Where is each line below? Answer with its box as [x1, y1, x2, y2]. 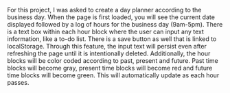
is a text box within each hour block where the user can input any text [7, 27, 205, 36]
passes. [7, 79, 30, 86]
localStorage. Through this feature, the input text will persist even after [7, 42, 207, 50]
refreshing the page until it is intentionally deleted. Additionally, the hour [7, 49, 211, 57]
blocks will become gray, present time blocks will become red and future [7, 64, 213, 72]
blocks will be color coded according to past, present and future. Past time [7, 57, 218, 64]
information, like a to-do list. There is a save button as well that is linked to [7, 35, 217, 43]
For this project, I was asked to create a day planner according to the [7, 6, 202, 14]
